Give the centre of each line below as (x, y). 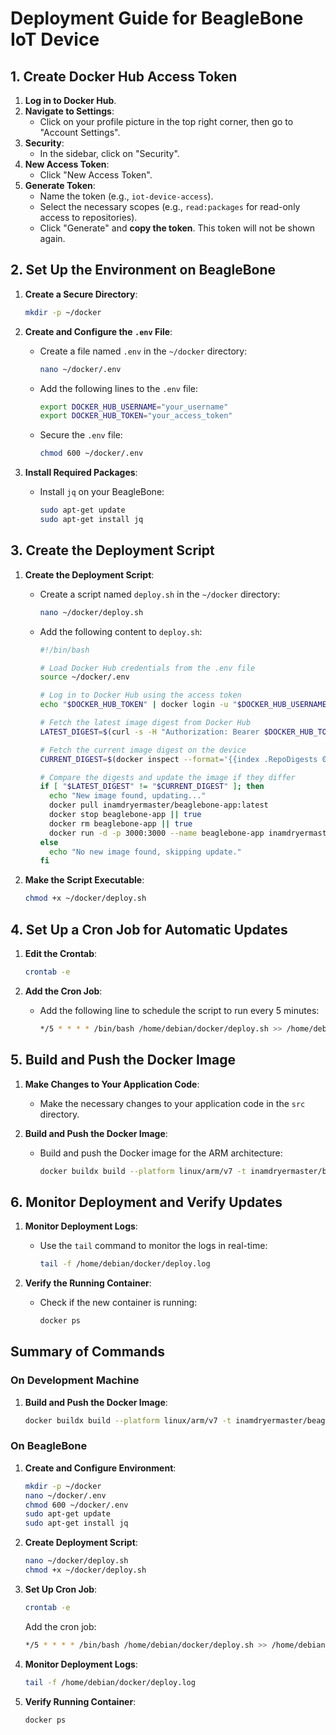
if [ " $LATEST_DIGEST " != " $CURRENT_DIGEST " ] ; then (152, 787)
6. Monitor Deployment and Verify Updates (146, 1202)
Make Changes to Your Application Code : (112, 1084)
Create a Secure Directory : (81, 294)
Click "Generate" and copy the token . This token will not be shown (177, 228)
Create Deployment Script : (81, 1543)
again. (52, 238)
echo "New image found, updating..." (127, 796)
